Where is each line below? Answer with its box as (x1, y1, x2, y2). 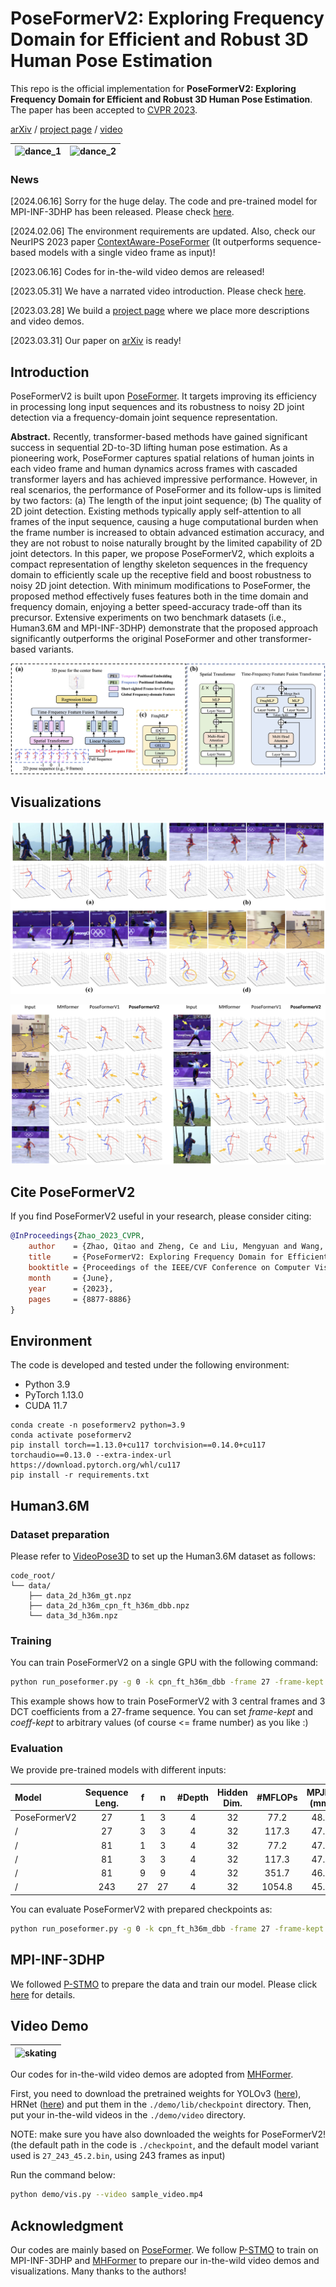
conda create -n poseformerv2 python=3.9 (10, 1420, 186, 1431)
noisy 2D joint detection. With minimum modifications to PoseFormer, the (10, 580, 311, 592)
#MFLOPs (256, 1792, 298, 1804)
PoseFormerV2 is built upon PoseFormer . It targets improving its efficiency (10, 390, 317, 402)
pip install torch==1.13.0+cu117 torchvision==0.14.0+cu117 (10, 1440, 267, 1451)
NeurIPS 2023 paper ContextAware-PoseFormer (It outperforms (10, 236, 275, 248)
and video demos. (10, 315, 85, 327)
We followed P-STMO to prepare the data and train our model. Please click (10, 1978, 318, 1990)
